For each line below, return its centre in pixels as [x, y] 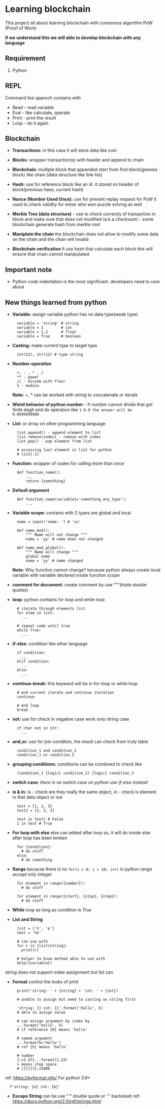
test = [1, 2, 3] [35, 806]
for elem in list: [36, 613]
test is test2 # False [40, 819]
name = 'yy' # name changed [54, 561]
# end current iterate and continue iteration [66, 693]
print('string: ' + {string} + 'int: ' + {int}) [68, 991]
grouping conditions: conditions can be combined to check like [77, 764]
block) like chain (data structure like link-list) [57, 175]
